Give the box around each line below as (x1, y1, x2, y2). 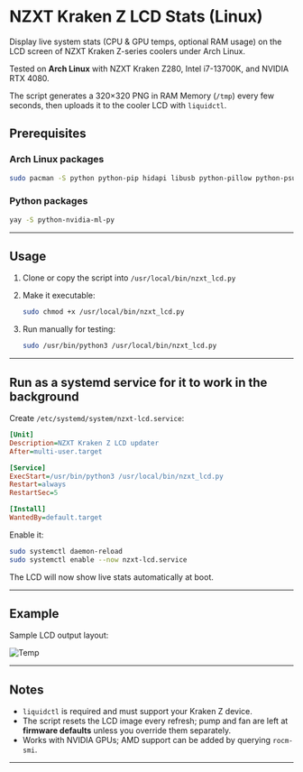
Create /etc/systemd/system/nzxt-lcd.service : (9, 413, 185, 424)
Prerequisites (9, 126, 87, 142)
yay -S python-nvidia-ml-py (9, 215, 115, 225)
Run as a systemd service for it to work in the (9, 374, 268, 390)
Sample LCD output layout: (9, 630, 109, 641)
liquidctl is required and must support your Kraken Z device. (22, 706, 252, 717)
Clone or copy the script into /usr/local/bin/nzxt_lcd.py (22, 272, 236, 283)
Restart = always (9, 480, 67, 489)
